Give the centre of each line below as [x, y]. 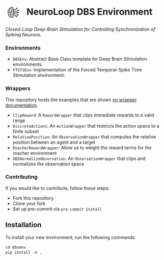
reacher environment [35, 153]
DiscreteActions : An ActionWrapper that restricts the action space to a [86, 126]
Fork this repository [33, 198]
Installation [23, 225]
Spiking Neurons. [23, 34]
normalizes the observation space [48, 164]
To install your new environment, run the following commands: [71, 237]
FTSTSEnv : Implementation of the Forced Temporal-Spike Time [77, 70]
